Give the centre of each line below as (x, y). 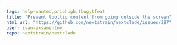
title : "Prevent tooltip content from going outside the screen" (89, 17)
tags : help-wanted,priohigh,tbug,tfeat (56, 11)
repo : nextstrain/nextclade (41, 33)
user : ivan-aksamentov (34, 28)
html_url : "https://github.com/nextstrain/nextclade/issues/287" (89, 22)
